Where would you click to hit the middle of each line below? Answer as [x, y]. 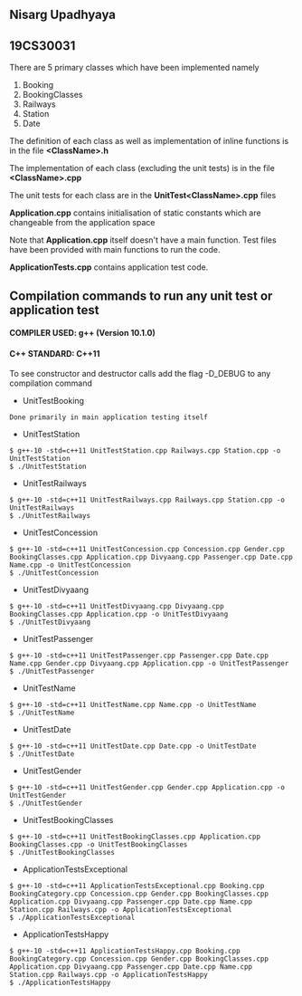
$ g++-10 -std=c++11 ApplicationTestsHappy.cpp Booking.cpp [125, 951]
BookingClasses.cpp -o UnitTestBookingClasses [99, 845]
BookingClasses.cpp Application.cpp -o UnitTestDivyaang [119, 615]
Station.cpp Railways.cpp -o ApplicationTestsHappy [109, 975]
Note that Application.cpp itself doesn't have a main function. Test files [143, 240]
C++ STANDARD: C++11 [55, 353]
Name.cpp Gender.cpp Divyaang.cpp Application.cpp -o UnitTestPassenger [149, 664]
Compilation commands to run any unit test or [141, 296]
